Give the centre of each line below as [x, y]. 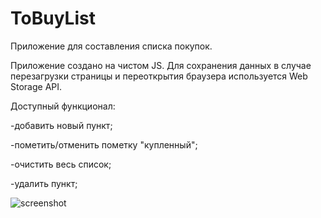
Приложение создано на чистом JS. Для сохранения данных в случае [161, 65]
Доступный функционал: [63, 106]
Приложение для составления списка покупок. [111, 46]
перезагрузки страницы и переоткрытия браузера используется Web [159, 76]
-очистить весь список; [61, 164]
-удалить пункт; [44, 183]
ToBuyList [53, 18]
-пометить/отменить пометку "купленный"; [104, 144]
